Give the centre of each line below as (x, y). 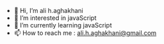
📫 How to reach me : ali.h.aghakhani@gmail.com (85, 33)
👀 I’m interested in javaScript (55, 18)
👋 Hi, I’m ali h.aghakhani (48, 11)
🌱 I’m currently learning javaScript (63, 25)
